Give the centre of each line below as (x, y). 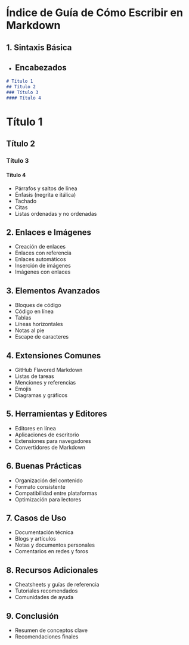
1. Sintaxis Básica (39, 47)
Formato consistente (40, 486)
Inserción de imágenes (43, 266)
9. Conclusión (32, 616)
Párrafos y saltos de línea (46, 188)
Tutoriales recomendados (46, 591)
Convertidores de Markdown (50, 447)
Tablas (23, 318)
